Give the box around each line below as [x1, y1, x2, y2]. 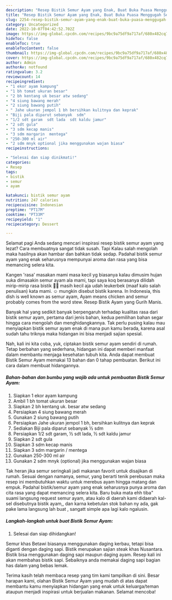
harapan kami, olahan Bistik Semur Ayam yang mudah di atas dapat [6, 578, 148, 584]
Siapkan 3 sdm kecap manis [13, 442, 73, 448]
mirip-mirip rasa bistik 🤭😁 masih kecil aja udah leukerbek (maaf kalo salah [6, 283, 161, 289]
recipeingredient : [6, 79, 45, 84]
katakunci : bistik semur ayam [6, 193, 70, 198]
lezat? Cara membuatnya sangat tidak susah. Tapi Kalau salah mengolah [6, 246, 158, 252]
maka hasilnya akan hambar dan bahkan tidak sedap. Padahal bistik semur [6, 251, 163, 257]
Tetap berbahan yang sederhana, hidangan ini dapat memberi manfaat [6, 346, 155, 352]
